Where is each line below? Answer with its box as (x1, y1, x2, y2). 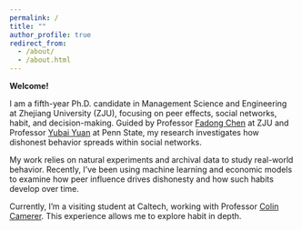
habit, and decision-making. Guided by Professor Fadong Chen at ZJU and (9, 117, 289, 128)
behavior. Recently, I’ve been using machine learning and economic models (9, 165, 293, 175)
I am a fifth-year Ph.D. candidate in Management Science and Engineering (9, 98, 287, 109)
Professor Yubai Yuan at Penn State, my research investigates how (9, 127, 259, 137)
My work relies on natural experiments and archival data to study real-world (9, 155, 294, 165)
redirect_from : (9, 38, 67, 48)
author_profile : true (9, 30, 92, 39)
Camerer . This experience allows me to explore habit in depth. (9, 211, 242, 221)
